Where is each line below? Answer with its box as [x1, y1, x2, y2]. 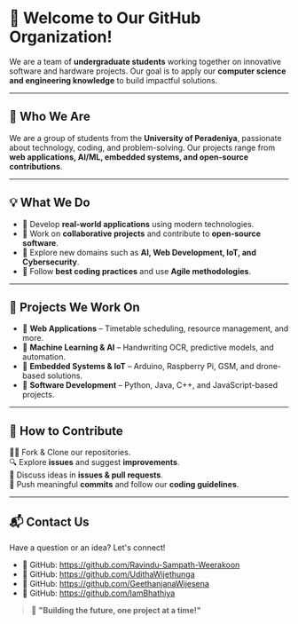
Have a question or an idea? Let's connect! [9, 542, 166, 553]
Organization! [9, 27, 113, 47]
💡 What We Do [9, 195, 90, 210]
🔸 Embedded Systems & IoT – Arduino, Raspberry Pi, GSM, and [21, 361, 255, 372]
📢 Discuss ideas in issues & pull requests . [9, 470, 164, 480]
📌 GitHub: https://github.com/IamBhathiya [21, 588, 176, 598]
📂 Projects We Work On [9, 299, 140, 314]
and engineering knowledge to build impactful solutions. [9, 75, 218, 85]
